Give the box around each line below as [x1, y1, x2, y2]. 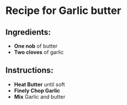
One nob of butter [13, 42, 58, 49]
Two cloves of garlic [13, 49, 64, 56]
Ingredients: [5, 27, 51, 37]
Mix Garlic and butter [13, 93, 66, 100]
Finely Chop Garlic [13, 87, 60, 94]
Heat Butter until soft [13, 81, 66, 88]
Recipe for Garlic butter [5, 4, 121, 17]
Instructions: [5, 66, 54, 75]
